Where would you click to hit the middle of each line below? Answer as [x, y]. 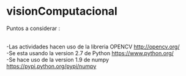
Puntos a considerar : [33, 28]
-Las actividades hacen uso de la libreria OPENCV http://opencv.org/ [93, 47]
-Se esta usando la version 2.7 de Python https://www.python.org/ [90, 53]
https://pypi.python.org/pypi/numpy [51, 66]
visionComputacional [62, 11]
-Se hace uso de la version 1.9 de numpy [58, 59]
